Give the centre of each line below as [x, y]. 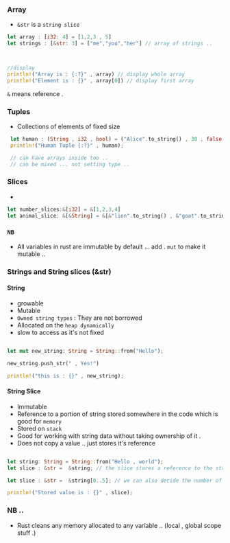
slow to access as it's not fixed [61, 332]
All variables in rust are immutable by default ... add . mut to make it [111, 246]
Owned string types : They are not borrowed [79, 318]
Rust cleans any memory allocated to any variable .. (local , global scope [119, 525]
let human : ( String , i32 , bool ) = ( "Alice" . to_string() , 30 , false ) [117, 139]
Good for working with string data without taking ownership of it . [109, 436]
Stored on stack [39, 428]
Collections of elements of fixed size [68, 126]
